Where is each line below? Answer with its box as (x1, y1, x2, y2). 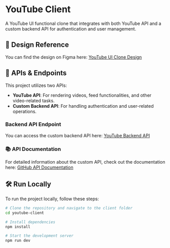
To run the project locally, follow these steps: (5, 196, 99, 202)
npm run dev (5, 238, 30, 243)
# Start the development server (5, 233, 74, 238)
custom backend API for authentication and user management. (5, 25, 137, 32)
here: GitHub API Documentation (5, 164, 74, 171)
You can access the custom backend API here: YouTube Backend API (5, 132, 150, 138)
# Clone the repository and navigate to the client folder (5, 205, 133, 210)
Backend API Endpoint (5, 121, 61, 128)
